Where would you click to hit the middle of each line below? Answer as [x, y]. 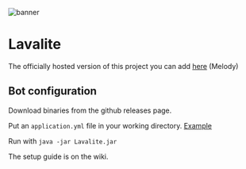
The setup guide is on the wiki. [58, 156]
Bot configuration [53, 91]
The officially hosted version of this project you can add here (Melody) [123, 66]
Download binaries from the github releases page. [90, 110]
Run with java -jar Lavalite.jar [63, 141]
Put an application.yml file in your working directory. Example [110, 125]
